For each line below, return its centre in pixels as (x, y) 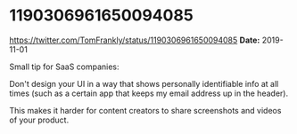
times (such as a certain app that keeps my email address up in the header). (148, 93)
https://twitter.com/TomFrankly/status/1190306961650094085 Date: (135, 40)
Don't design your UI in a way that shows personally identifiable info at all (144, 83)
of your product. (39, 120)
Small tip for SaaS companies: (64, 67)
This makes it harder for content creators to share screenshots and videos (145, 110)
